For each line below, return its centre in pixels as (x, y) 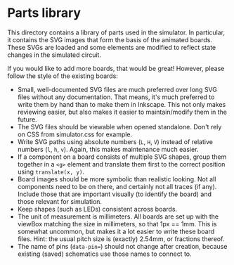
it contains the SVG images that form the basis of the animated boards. (110, 39)
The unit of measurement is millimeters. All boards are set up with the (118, 216)
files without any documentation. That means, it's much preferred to (116, 97)
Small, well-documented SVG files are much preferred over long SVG (117, 89)
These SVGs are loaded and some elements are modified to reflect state (112, 47)
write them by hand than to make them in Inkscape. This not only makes (122, 104)
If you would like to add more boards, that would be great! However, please (116, 68)
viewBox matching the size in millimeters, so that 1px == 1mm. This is (117, 224)
